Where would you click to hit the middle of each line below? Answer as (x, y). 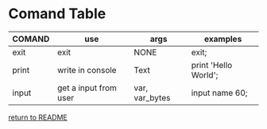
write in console (87, 70)
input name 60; (219, 93)
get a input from (87, 88)
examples (223, 39)
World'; (205, 74)
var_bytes (152, 97)
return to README (38, 117)
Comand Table (57, 14)
